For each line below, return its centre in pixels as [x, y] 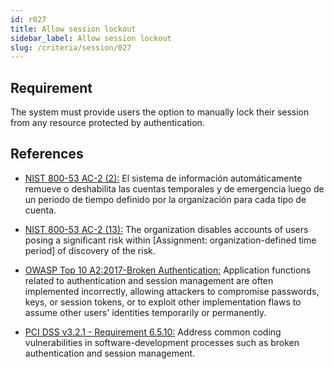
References [47, 154]
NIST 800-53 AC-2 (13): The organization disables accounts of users [166, 229]
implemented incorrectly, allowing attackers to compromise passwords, [172, 291]
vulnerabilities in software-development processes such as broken [162, 342]
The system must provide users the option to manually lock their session [160, 112]
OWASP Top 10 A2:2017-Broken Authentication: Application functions [168, 270]
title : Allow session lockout [73, 29]
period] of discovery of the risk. [90, 250]
